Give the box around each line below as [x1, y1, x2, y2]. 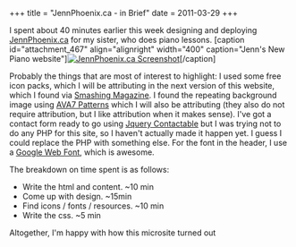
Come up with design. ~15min [21, 192, 132, 201]
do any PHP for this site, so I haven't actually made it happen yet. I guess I [9, 128, 283, 138]
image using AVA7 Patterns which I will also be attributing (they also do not [9, 99, 285, 110]
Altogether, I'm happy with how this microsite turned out [9, 227, 216, 238]
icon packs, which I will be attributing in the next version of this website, [9, 81, 275, 90]
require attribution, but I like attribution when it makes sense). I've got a [9, 109, 272, 119]
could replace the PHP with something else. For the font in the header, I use [9, 138, 288, 148]
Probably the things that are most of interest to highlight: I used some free [9, 71, 282, 81]
